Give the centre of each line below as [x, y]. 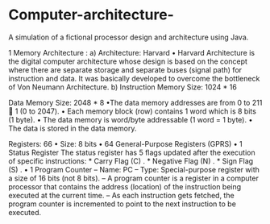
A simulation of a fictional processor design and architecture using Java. [129, 37]
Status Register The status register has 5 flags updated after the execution [132, 152]
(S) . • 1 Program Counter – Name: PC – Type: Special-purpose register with [134, 169]
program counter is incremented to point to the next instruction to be [122, 204]
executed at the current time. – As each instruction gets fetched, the [122, 195]
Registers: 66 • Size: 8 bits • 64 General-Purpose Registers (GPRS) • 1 [126, 143]
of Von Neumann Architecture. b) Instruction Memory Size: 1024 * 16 [123, 87]
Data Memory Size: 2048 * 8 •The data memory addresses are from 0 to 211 [135, 102]
